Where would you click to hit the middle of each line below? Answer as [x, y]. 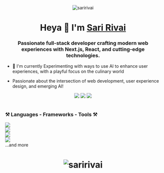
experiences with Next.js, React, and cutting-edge [83, 49]
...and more [17, 145]
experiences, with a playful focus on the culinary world [68, 72]
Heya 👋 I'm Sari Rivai [83, 28]
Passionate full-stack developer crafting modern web [83, 43]
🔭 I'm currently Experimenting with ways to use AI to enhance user [80, 66]
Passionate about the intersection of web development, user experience [85, 81]
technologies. [83, 55]
